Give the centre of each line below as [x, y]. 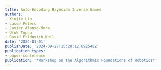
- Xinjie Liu [19, 19]
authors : [14, 14]
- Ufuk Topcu [19, 33]
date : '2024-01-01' [25, 42]
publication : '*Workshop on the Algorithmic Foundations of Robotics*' [81, 60]
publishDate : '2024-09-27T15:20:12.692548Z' [52, 46]
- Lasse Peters [21, 23]
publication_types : [25, 51]
